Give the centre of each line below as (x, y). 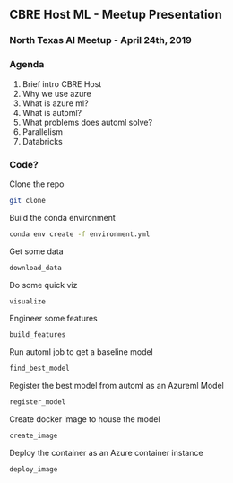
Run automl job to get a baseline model (82, 352)
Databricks (42, 141)
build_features (38, 335)
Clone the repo (37, 184)
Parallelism (43, 132)
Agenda (27, 65)
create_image (34, 436)
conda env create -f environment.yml (80, 234)
